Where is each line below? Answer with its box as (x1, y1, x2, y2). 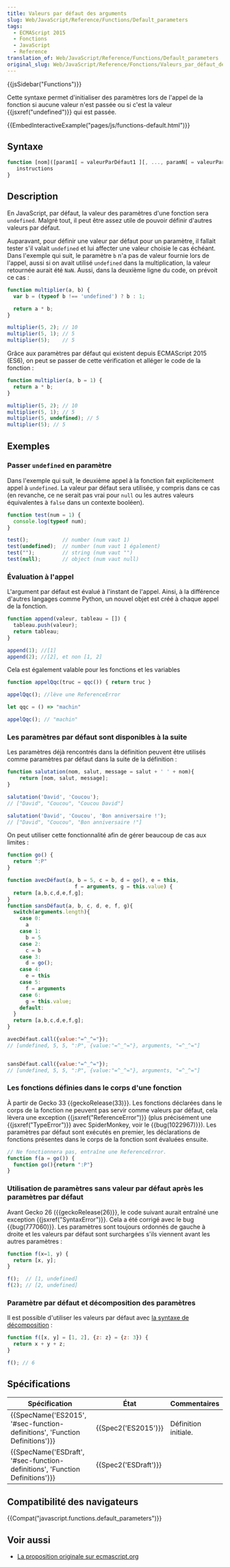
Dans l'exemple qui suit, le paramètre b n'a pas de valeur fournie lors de (7, 251, 210, 259)
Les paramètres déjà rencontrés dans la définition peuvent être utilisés (7, 748, 206, 756)
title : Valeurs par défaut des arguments (7, 10, 127, 17)
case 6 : (19, 992, 41, 998)
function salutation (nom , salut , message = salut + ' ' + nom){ (7, 769, 194, 776)
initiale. (170, 1427, 193, 1437)
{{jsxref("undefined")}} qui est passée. (7, 108, 117, 116)
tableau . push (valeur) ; (13, 622, 78, 629)
